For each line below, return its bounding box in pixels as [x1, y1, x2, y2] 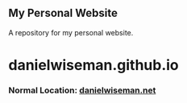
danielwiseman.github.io [8, 56, 179, 74]
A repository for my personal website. [8, 27, 134, 37]
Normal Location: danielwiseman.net [8, 84, 156, 96]
